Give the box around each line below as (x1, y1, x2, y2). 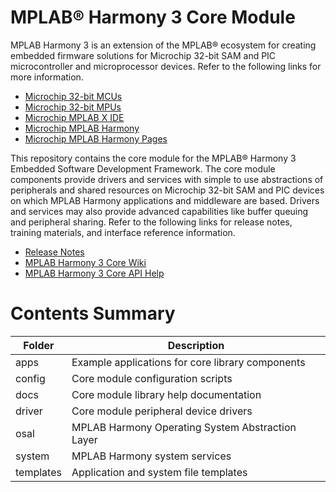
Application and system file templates (71, 465, 248, 479)
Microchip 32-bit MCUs (24, 90, 123, 102)
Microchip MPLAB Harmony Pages (24, 132, 168, 145)
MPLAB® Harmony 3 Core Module (10, 6, 296, 29)
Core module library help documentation (71, 387, 262, 401)
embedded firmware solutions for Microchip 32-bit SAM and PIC (10, 49, 277, 61)
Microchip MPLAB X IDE (24, 111, 125, 123)
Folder (23, 338, 55, 352)
